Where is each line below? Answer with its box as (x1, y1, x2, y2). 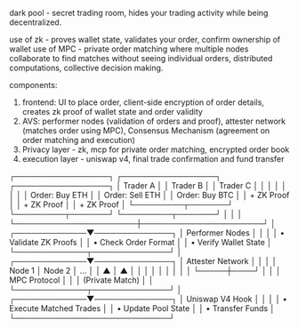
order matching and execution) (21, 135, 136, 145)
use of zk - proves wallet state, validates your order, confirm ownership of (9, 35, 281, 44)
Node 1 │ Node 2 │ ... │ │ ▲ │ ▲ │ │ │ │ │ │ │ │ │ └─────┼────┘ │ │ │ (9, 266, 282, 276)
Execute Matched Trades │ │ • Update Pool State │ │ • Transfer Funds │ (9, 303, 276, 314)
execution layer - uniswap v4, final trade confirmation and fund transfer (21, 154, 285, 164)
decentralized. (9, 17, 62, 28)
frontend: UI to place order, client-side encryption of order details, (21, 97, 265, 108)
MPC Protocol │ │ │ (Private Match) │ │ (9, 275, 154, 285)
